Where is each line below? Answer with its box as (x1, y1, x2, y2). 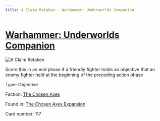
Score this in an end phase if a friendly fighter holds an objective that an (5, 66, 155, 72)
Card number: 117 (5, 110, 41, 116)
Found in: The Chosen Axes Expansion (5, 101, 86, 107)
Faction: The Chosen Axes (5, 91, 61, 97)
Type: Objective (5, 81, 38, 87)
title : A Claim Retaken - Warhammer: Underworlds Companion (5, 7, 135, 13)
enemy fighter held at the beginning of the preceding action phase (5, 72, 143, 78)
